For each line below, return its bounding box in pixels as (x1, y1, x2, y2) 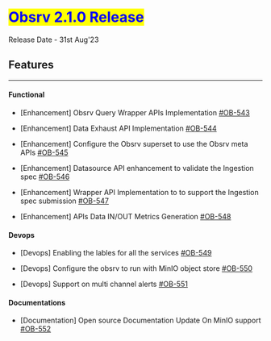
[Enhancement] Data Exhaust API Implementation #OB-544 (19, 123, 218, 133)
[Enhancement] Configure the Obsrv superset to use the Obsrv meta (19, 139, 248, 148)
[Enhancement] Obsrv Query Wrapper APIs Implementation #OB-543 (19, 107, 250, 117)
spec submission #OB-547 (19, 196, 109, 206)
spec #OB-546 (19, 172, 70, 181)
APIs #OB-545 (19, 148, 69, 157)
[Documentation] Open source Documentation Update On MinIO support (19, 315, 261, 326)
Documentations (8, 297, 66, 307)
